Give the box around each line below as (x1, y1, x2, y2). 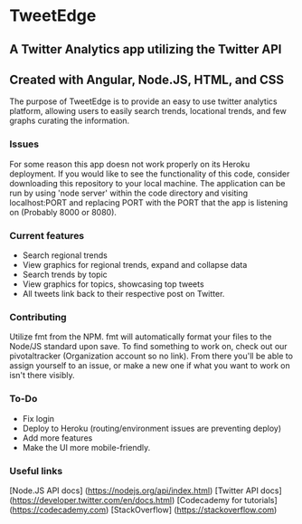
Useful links (9, 464, 63, 477)
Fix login (22, 413, 55, 424)
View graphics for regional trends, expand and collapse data (22, 259, 248, 270)
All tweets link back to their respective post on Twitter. (22, 288, 225, 299)
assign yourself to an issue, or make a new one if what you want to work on (9, 360, 291, 371)
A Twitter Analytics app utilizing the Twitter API (9, 42, 282, 57)
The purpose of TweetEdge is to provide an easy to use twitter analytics (9, 96, 278, 107)
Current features (9, 229, 85, 242)
